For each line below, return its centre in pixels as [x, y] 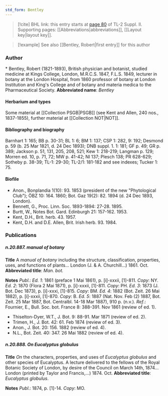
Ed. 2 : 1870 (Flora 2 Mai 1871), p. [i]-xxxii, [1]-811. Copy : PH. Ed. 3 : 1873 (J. [82, 286]
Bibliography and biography [35, 129]
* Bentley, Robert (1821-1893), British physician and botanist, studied [76, 68]
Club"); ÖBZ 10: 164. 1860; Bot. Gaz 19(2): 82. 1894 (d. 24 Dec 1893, [83, 195]
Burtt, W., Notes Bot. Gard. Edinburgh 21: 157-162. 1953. [70, 211]
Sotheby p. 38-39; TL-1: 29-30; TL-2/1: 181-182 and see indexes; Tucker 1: [82, 162]
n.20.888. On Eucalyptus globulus [42, 345]
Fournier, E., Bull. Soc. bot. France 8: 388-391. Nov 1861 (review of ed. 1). [81, 307]
